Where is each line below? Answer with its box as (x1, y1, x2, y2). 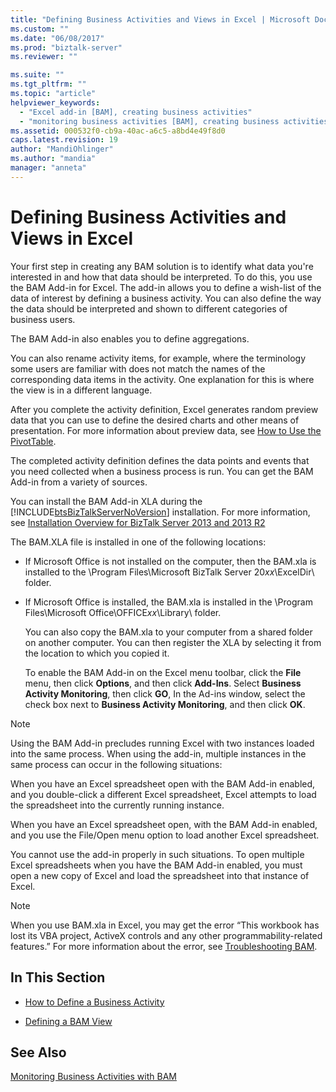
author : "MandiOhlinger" (10, 144, 114, 155)
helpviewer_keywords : (10, 97, 101, 108)
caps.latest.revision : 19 (10, 135, 118, 145)
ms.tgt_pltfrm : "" (10, 79, 87, 90)
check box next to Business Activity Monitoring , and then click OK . (24, 698, 306, 710)
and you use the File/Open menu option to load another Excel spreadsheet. (10, 829, 320, 841)
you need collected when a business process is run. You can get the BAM (10, 465, 314, 477)
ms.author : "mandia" (10, 154, 97, 164)
